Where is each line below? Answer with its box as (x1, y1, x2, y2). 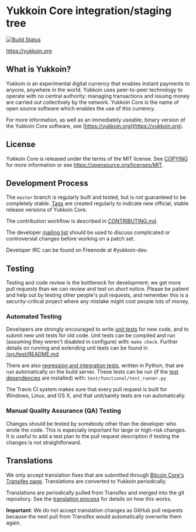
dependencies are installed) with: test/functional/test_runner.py (6, 374, 167, 382)
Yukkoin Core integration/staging (6, 4, 172, 18)
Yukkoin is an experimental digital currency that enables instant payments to (6, 80, 190, 87)
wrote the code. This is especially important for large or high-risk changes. (6, 426, 187, 433)
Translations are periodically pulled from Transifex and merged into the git (6, 489, 184, 496)
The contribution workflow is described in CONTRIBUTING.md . (6, 218, 158, 225)
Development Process (6, 178, 89, 188)
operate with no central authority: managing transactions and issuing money (6, 92, 190, 99)
